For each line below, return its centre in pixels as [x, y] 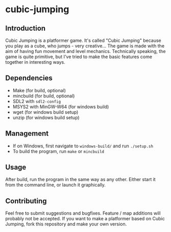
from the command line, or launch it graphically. [56, 185]
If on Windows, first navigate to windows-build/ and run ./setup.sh [83, 146]
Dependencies [29, 78]
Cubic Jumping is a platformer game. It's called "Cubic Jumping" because [83, 40]
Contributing [26, 201]
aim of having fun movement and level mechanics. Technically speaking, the [86, 51]
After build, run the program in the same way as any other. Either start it [80, 179]
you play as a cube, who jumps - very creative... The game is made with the [85, 46]
